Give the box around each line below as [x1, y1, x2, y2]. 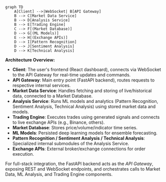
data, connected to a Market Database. [12, 93, 93, 99]
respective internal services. [12, 83, 71, 88]
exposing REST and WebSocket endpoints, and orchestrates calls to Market [5, 166, 161, 172]
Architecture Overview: [5, 57, 55, 63]
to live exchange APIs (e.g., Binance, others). [12, 119, 105, 125]
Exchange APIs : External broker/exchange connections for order [12, 146, 146, 152]
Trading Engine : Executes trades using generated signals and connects [12, 114, 160, 120]
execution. [12, 151, 34, 157]
